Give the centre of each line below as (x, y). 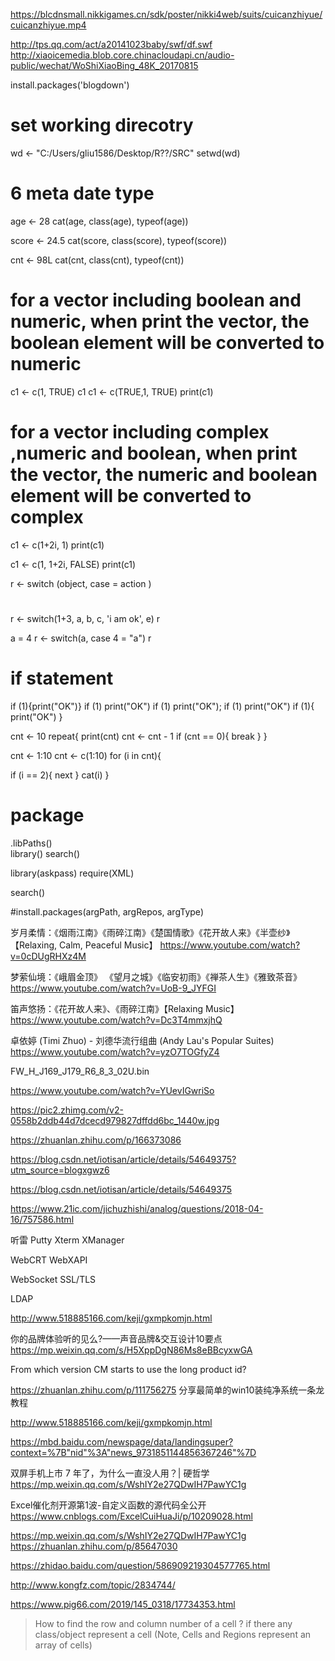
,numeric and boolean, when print (154, 453)
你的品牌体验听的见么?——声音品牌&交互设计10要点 (116, 1338)
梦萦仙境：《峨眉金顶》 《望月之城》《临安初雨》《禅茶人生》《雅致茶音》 (156, 976)
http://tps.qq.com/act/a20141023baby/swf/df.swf (111, 44)
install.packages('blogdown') (70, 85)
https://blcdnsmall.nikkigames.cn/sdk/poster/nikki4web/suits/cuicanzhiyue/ (166, 14)
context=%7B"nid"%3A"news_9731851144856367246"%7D (133, 1452)
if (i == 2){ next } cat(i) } (60, 775)
